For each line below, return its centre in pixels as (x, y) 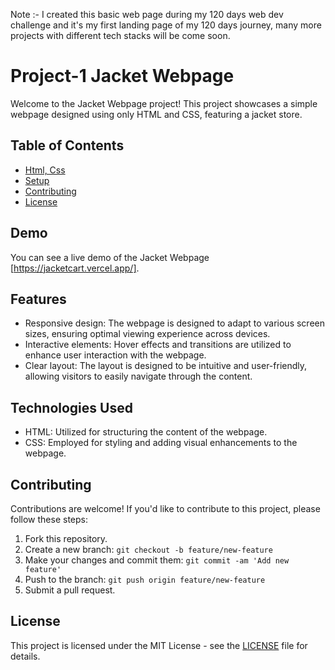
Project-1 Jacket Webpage (122, 76)
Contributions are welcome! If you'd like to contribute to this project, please (165, 508)
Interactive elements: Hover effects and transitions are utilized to (158, 345)
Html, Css (45, 170)
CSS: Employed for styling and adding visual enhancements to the (161, 443)
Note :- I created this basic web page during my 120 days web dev (147, 14)
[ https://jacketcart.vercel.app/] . (75, 268)
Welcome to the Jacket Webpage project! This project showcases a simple (164, 103)
